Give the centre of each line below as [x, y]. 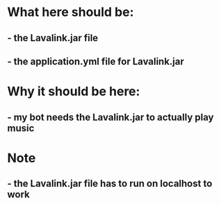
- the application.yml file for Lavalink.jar [96, 61]
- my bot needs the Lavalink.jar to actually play [110, 117]
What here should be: [71, 12]
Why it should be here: [74, 92]
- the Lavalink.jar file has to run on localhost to [110, 184]
